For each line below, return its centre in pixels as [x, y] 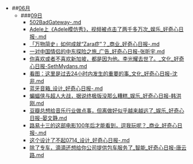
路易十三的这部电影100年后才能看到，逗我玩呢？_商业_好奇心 [103, 125]
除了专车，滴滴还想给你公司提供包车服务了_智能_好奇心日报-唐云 [108, 147]
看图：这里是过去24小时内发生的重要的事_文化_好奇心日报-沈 [103, 73]
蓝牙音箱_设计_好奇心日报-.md [66, 88]
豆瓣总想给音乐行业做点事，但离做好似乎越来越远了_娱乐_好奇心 [107, 110]
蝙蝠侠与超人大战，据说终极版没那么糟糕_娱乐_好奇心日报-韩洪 [105, 96]
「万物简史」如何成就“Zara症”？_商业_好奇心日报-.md [94, 44]
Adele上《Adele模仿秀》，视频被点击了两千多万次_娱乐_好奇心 [104, 29]
